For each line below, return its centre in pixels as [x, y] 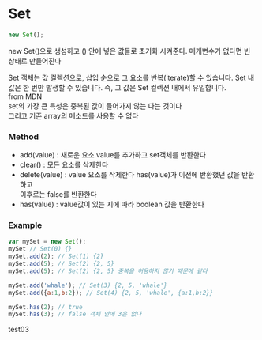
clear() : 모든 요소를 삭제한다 [64, 165]
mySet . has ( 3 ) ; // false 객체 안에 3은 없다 [75, 314]
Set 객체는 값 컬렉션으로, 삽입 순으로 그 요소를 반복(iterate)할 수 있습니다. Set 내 [131, 77]
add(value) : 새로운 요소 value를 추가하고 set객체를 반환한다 [113, 155]
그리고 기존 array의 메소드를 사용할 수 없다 [73, 115]
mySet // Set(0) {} [40, 249]
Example [25, 225]
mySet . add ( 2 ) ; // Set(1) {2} [56, 257]
